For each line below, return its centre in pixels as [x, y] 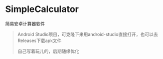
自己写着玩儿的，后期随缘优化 [48, 51]
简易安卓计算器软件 [25, 23]
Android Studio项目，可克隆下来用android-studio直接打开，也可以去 [88, 34]
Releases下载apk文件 [39, 40]
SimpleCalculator [42, 9]
